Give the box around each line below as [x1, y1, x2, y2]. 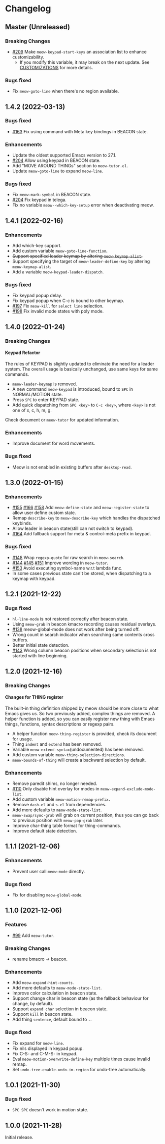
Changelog [5, 3, 51, 14]
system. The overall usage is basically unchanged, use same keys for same [5, 366, 158, 372]
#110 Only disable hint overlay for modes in [12, 786, 99, 792]
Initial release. [5, 1135, 33, 1141]
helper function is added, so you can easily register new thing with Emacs [5, 716, 155, 722]
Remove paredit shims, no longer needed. [12, 780, 98, 786]
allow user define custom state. [12, 510, 76, 516]
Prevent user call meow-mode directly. [12, 868, 85, 874]
